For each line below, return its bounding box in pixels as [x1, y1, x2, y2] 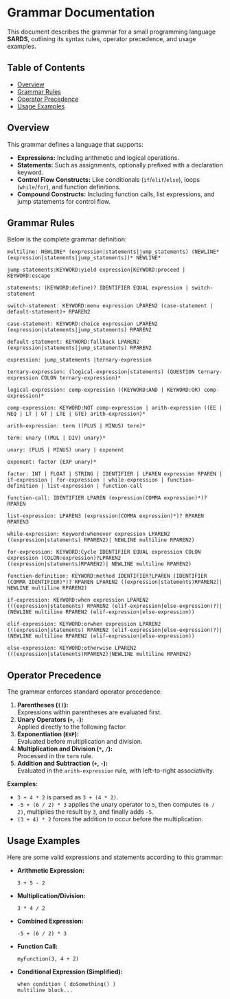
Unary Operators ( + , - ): [16, 716, 84, 724]
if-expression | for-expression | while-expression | [7, 477, 165, 484]
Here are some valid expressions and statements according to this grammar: [7, 853, 223, 861]
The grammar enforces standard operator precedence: [7, 687, 163, 696]
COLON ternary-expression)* [41, 375, 122, 381]
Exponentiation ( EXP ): [16, 730, 79, 738]
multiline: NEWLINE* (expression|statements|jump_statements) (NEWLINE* [7, 248, 220, 255]
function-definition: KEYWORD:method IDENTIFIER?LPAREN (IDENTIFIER [7, 573, 207, 580]
